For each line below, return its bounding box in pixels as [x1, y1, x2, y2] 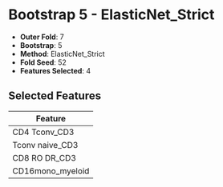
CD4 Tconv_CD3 [12, 126, 75, 137]
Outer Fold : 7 [19, 32, 64, 42]
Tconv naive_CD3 [12, 139, 79, 150]
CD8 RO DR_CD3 [12, 152, 76, 163]
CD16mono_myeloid [12, 165, 90, 177]
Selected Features [8, 90, 102, 103]
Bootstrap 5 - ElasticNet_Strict [8, 6, 215, 24]
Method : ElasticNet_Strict [19, 49, 106, 58]
